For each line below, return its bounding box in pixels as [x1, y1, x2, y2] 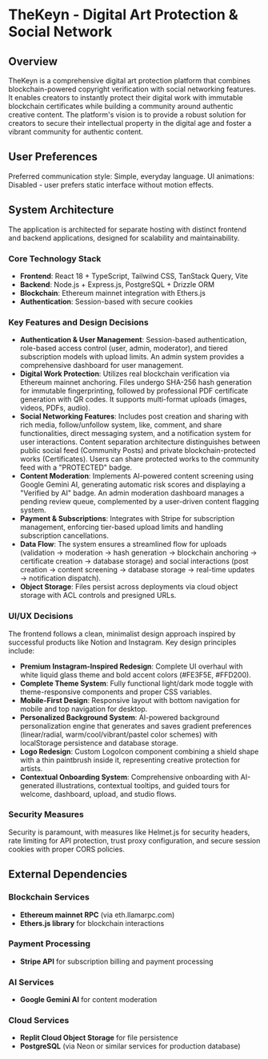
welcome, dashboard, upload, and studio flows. [19, 789, 177, 798]
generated [19, 780, 54, 790]
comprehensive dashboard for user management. [19, 361, 184, 370]
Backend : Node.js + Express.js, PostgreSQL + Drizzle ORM [19, 279, 214, 289]
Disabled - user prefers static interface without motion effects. [8, 180, 214, 189]
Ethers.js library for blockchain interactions [19, 918, 165, 928]
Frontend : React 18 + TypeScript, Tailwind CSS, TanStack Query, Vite [19, 271, 249, 281]
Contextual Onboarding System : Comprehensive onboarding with [19, 772, 239, 782]
